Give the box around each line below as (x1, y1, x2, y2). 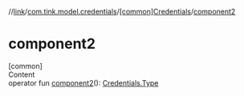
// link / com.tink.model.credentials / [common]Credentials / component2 (8, 7, 236, 16)
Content (8, 70, 35, 79)
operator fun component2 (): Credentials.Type (8, 78, 159, 87)
